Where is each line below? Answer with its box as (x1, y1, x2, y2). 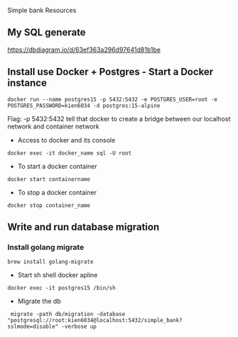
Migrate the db (17, 297, 62, 306)
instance (7, 77, 48, 89)
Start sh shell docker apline (17, 271, 98, 280)
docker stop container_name (7, 201, 91, 209)
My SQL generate (7, 26, 87, 38)
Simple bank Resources (7, 6, 77, 14)
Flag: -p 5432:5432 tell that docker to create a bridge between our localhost (7, 114, 231, 123)
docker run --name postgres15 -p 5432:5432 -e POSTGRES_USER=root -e (7, 96, 218, 103)
